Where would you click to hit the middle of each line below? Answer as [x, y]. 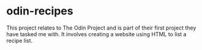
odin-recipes [40, 11]
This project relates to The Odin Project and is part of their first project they [101, 28]
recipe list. [20, 40]
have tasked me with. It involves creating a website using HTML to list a [96, 34]
